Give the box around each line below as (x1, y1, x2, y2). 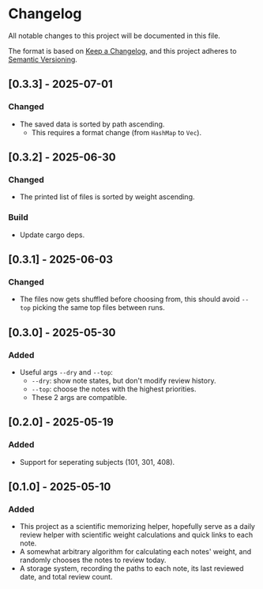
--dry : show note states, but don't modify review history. (31, 376, 216, 385)
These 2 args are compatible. (31, 392, 128, 402)
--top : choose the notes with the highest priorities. (31, 384, 197, 394)
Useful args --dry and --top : (19, 367, 113, 376)
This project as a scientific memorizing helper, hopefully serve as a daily (19, 522, 255, 531)
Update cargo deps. (19, 230, 85, 240)
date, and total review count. (19, 572, 113, 582)
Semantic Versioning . (8, 55, 77, 64)
